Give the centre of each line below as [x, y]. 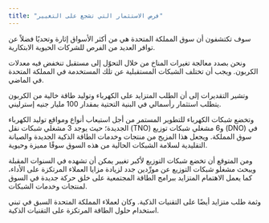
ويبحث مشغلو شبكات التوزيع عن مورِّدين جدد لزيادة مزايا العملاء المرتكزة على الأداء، [132, 168]
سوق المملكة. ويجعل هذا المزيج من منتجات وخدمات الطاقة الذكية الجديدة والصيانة [130, 136]
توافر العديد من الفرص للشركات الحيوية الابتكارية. [82, 47]
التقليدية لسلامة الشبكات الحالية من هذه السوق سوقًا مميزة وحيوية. [108, 144]
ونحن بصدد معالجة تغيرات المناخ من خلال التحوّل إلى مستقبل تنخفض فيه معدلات [127, 63]
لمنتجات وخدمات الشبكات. [48, 186]
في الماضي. [26, 79]
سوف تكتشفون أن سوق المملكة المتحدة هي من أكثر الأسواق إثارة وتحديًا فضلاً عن [130, 39]
